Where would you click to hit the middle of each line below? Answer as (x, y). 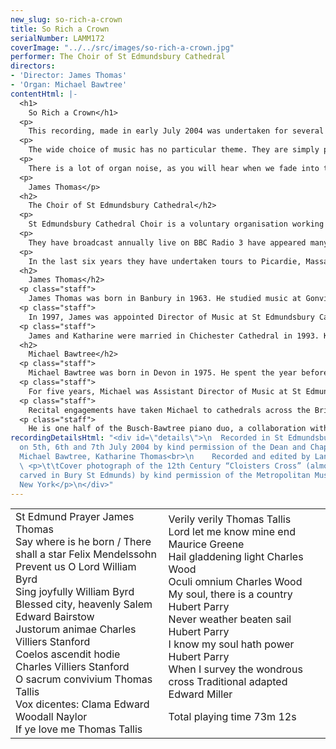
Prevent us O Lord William (76, 567)
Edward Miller (200, 694)
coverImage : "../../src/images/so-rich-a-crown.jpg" (122, 47)
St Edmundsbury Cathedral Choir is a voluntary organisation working (176, 224)
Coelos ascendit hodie (68, 654)
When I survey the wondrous (235, 669)
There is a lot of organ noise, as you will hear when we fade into (174, 168)
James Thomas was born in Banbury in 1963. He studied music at (165, 299)
